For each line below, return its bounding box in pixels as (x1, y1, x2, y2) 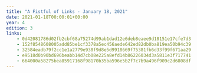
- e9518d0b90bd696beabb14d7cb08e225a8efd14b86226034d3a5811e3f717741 (17, 52, 192, 58)
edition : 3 (6, 25, 33, 31)
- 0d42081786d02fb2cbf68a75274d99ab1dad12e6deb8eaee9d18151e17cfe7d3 (17, 36, 192, 42)
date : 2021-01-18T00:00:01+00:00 (6, 14, 88, 20)
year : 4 (6, 19, 25, 25)
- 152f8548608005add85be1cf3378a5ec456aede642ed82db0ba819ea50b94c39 (17, 42, 192, 48)
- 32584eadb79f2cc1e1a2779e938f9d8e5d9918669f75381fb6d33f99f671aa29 (17, 47, 192, 53)
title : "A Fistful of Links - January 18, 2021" (6, 8, 128, 15)
